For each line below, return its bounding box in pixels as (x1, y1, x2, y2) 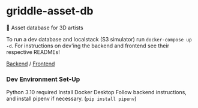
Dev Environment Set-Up (6, 75, 80, 83)
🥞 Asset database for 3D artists (6, 24, 83, 31)
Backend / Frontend (6, 60, 55, 67)
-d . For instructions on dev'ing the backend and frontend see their (6, 42, 170, 49)
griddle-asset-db (6, 4, 94, 18)
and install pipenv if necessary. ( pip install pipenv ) (6, 95, 137, 103)
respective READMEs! (6, 48, 60, 55)
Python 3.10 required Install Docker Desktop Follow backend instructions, (6, 89, 187, 96)
